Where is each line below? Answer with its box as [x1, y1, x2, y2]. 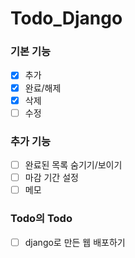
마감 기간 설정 [24, 172, 79, 184]
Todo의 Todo [10, 212, 73, 226]
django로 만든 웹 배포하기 [24, 236, 126, 248]
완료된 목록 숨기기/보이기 [24, 159, 123, 171]
